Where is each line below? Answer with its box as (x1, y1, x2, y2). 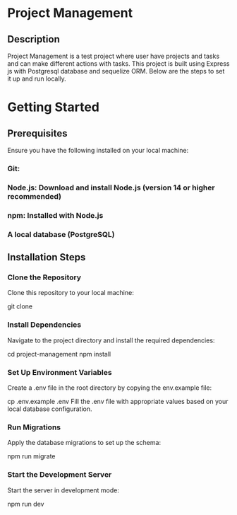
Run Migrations (7, 422, 61, 432)
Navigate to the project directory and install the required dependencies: (7, 336, 215, 345)
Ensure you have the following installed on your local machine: (7, 146, 189, 154)
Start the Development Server (7, 470, 112, 480)
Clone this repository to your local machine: (7, 289, 134, 297)
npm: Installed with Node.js (7, 210, 104, 220)
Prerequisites (7, 127, 68, 139)
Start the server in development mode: (7, 486, 120, 494)
